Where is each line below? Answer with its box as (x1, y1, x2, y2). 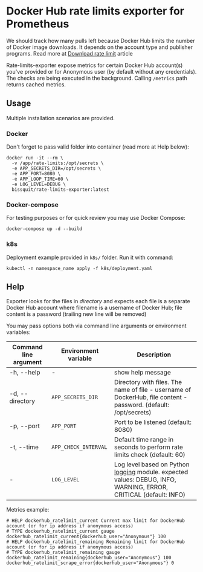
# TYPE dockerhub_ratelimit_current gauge (6, 529, 115, 535)
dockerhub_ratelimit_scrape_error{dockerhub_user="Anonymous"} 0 (6, 560, 174, 566)
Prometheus (6, 17, 69, 31)
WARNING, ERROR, (114, 483, 168, 492)
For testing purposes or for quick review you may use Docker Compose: (6, 214, 185, 222)
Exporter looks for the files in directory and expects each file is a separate (6, 298, 190, 305)
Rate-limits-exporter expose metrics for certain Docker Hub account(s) (6, 62, 183, 69)
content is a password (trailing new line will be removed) (6, 310, 147, 318)
